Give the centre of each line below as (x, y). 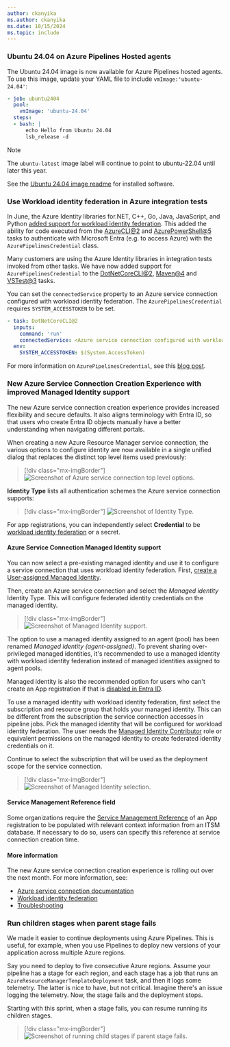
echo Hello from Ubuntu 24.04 (68, 130)
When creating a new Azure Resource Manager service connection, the (108, 442)
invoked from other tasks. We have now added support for (89, 266)
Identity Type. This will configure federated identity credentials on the (105, 598)
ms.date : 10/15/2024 (37, 26)
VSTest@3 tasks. (31, 280)
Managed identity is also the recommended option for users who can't (106, 681)
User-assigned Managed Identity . (54, 577)
